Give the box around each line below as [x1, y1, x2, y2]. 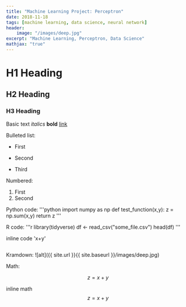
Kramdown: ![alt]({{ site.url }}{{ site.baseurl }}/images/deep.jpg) [6, 251, 160, 258]
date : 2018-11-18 [6, 14, 48, 20]
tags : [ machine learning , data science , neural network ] [6, 19, 148, 25]
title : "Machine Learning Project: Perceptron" [6, 8, 124, 15]
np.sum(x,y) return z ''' [6, 212, 61, 219]
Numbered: [6, 177, 33, 184]
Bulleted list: [6, 132, 36, 139]
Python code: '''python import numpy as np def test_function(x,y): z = [6, 206, 174, 213]
